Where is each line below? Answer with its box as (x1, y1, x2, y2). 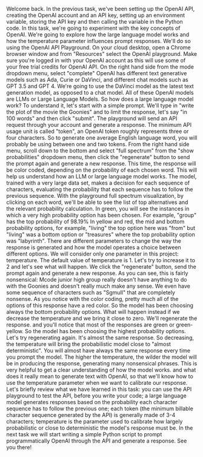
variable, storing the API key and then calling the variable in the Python (6, 18, 183, 25)
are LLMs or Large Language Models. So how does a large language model (6, 95, 194, 103)
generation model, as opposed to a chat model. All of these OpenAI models (6, 89, 194, 96)
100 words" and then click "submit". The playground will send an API (6, 115, 178, 122)
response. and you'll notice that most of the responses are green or (6, 321, 175, 328)
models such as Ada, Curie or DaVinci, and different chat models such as (6, 76, 189, 83)
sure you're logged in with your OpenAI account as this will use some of (6, 57, 186, 64)
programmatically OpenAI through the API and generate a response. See (6, 437, 187, 444)
